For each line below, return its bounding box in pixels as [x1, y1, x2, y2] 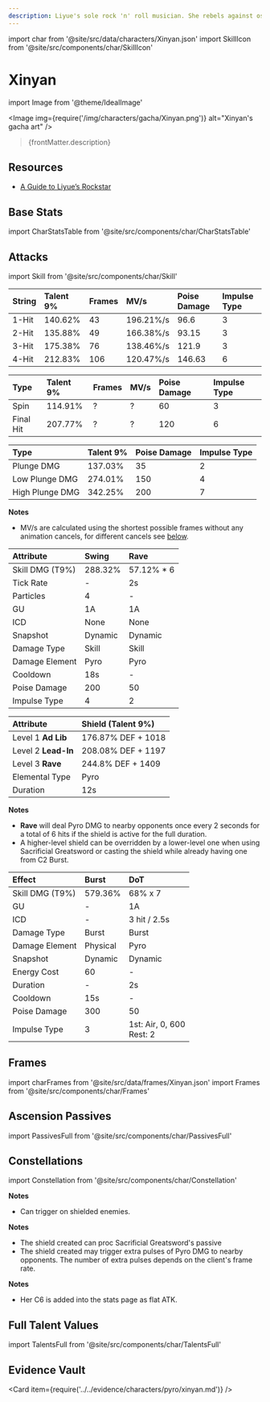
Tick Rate [12, 577, 48, 589]
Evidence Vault [8, 1363, 86, 1377]
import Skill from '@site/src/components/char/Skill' [8, 272, 178, 281]
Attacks [8, 250, 48, 264]
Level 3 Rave [12, 759, 62, 769]
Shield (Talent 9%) [81, 718, 155, 730]
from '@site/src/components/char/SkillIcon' [8, 42, 153, 52]
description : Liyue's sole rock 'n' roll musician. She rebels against [8, 11, 253, 20]
